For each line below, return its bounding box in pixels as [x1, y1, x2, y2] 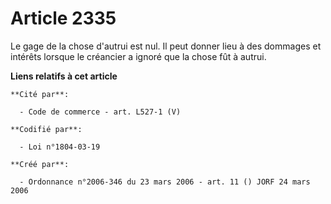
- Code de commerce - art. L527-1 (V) [19, 107, 182, 117]
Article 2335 [10, 7, 117, 30]
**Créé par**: [10, 159, 70, 169]
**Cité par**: [10, 89, 70, 99]
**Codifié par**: [10, 124, 83, 134]
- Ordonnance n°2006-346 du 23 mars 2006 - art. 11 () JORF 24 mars [19, 177, 311, 187]
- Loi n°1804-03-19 [19, 142, 101, 152]
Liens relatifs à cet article [10, 70, 118, 82]
